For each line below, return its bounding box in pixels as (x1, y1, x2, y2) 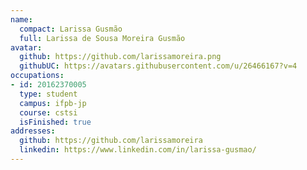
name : (10, 14, 33, 25)
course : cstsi (19, 107, 78, 118)
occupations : (10, 71, 65, 81)
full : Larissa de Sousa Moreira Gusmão (19, 33, 186, 43)
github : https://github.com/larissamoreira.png (19, 52, 222, 62)
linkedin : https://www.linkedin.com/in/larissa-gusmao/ (19, 145, 257, 155)
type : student (19, 89, 78, 99)
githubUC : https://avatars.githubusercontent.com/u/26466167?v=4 (19, 61, 298, 71)
